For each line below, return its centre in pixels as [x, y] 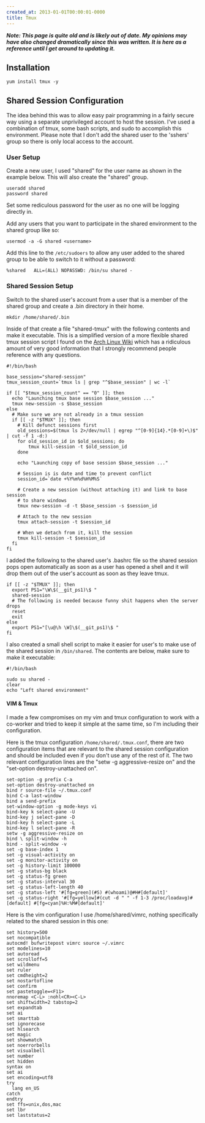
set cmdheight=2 [27, 975]
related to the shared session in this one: [58, 921]
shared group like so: [33, 230]
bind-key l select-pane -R [41, 828]
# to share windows [42, 500]
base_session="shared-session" [46, 377]
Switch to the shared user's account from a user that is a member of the [97, 299]
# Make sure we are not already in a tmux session [78, 414]
